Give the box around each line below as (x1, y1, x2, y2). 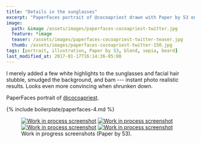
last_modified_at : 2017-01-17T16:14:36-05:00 (6, 53, 121, 59)
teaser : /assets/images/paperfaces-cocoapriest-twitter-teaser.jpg (11, 36, 184, 42)
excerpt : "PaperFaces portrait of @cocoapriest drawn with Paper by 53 (6, 14, 188, 20)
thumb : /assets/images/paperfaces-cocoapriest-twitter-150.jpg (11, 42, 172, 48)
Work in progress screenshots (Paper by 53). (21, 130, 132, 137)
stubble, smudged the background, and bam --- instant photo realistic (6, 76, 179, 83)
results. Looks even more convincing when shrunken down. (6, 82, 153, 90)
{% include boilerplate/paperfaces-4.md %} (6, 105, 115, 112)
